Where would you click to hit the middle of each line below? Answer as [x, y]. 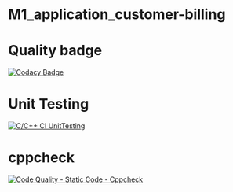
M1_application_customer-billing [117, 15]
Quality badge [55, 51]
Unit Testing [49, 104]
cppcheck [42, 158]
